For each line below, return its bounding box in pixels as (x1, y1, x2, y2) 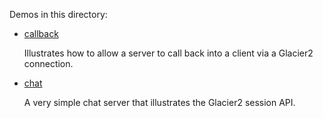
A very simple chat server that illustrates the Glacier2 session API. (23, 97, 296, 108)
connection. (23, 58, 74, 69)
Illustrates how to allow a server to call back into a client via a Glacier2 (23, 47, 314, 59)
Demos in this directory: (9, 9, 108, 20)
